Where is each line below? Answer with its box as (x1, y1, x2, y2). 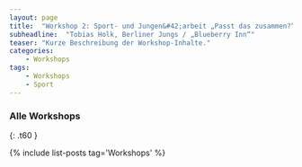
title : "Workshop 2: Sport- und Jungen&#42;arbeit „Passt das (9, 22, 252, 31)
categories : (9, 47, 54, 56)
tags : (9, 64, 30, 73)
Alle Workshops (9, 110, 81, 122)
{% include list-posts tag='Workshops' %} (9, 147, 166, 158)
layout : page (9, 13, 58, 22)
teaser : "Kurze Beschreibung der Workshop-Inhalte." (9, 38, 211, 48)
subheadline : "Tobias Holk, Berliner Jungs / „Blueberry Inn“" (9, 30, 255, 39)
